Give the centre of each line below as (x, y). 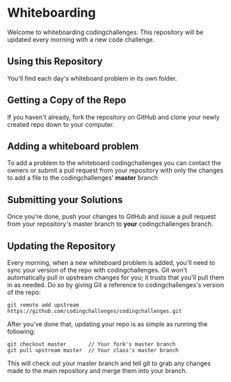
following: (21, 331)
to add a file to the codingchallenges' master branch (83, 178)
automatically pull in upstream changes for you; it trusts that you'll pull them (116, 277)
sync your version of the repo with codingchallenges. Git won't (97, 270)
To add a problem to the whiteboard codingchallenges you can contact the (114, 163)
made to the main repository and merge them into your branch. (97, 370)
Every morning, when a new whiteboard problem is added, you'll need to (111, 262)
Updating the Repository (62, 246)
